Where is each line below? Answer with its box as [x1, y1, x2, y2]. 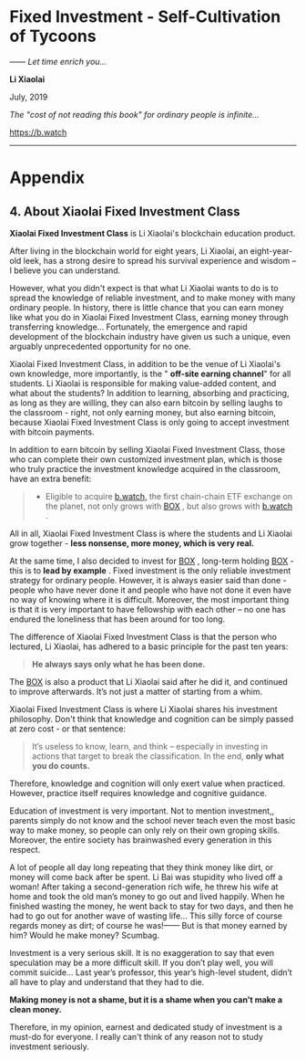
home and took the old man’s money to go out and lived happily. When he [9, 890, 285, 901]
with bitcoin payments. [9, 426, 95, 437]
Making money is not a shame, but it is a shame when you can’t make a [9, 993, 283, 1005]
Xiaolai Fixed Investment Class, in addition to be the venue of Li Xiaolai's [9, 358, 280, 369]
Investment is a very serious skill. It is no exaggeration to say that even [9, 947, 275, 958]
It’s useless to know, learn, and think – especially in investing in [31, 741, 269, 751]
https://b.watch [9, 126, 67, 138]
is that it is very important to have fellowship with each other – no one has [9, 604, 286, 615]
